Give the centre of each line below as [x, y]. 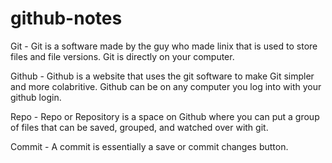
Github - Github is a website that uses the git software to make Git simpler [162, 76]
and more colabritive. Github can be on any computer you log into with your [166, 86]
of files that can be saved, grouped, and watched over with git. [139, 127]
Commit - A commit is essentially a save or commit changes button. [149, 146]
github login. [36, 97]
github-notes [66, 18]
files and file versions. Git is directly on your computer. [122, 56]
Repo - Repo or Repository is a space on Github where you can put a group [165, 116]
